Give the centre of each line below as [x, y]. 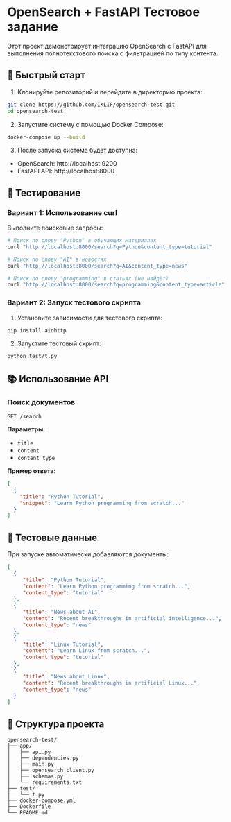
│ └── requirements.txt [44, 782]
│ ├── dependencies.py [43, 758]
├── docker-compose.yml [42, 801]
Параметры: [26, 429]
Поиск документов [41, 402]
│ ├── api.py [29, 752]
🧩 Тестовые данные [52, 537]
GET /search [24, 417]
